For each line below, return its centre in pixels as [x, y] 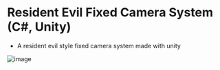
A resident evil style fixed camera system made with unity [99, 46]
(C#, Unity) [39, 27]
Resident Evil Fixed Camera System [110, 13]
